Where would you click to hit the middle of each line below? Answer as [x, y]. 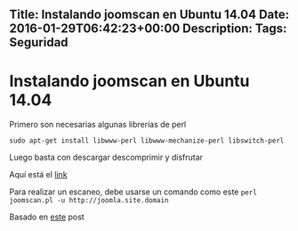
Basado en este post [47, 217]
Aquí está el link [39, 175]
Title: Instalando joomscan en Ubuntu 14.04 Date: [149, 15]
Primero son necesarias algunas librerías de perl [98, 125]
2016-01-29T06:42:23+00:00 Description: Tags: [148, 29]
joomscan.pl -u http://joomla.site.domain [89, 201]
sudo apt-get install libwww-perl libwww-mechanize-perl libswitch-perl [147, 141]
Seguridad [39, 42]
